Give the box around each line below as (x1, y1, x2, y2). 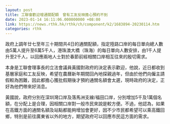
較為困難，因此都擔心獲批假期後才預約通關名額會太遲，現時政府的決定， (9, 77, 160, 83)
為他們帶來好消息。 (9, 83, 50, 89)
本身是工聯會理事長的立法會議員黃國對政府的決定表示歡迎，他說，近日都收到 (5, 65, 165, 71)
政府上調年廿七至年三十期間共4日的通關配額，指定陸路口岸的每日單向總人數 (5, 41, 163, 47)
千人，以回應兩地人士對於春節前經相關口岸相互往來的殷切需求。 (17, 54, 150, 60)
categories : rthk (5, 26, 42, 32)
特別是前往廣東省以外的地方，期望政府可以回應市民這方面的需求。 (14, 113, 152, 119)
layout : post (5, 7, 33, 13)
